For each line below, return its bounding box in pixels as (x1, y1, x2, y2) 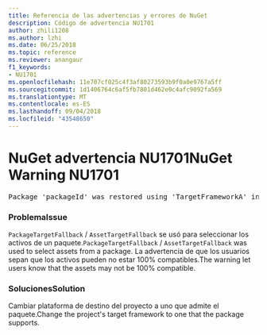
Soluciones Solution (8, 283, 86, 295)
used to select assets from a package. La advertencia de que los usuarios (8, 247, 250, 256)
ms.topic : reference (8, 48, 77, 56)
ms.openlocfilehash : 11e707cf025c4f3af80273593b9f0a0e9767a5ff (8, 78, 222, 86)
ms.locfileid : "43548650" (8, 115, 94, 123)
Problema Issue (8, 211, 68, 222)
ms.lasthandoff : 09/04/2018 (8, 108, 102, 116)
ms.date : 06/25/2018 (8, 41, 77, 49)
